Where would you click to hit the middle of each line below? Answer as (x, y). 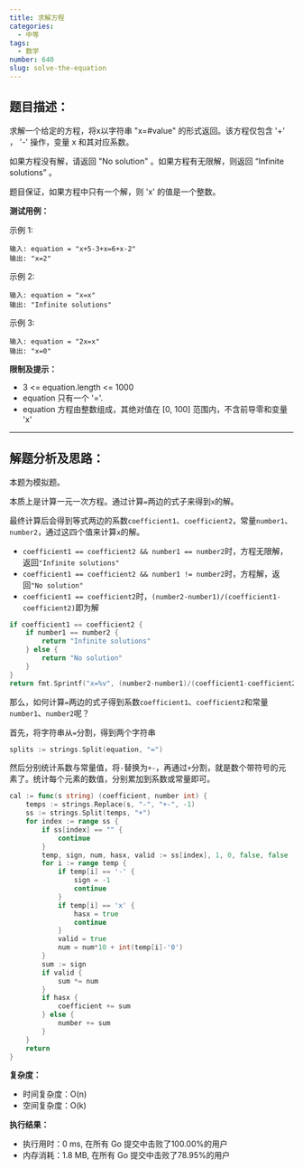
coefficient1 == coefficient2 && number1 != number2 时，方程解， (147, 573)
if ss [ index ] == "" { (83, 830)
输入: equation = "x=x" (53, 295)
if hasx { (60, 998)
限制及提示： (33, 369)
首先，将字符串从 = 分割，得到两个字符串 (83, 732)
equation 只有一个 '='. (63, 398)
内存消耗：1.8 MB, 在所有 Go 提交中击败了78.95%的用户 (126, 1155)
